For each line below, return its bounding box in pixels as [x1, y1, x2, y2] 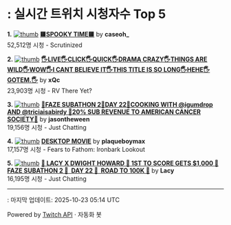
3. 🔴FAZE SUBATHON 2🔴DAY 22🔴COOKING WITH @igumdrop [7, 100, 213, 108]
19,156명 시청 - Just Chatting [7, 123, 87, 131]
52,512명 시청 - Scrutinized [7, 41, 82, 49]
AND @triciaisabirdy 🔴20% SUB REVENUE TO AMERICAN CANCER [7, 108, 201, 116]
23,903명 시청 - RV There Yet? [7, 86, 93, 95]
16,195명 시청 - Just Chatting [7, 174, 87, 183]
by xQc [39, 75, 60, 84]
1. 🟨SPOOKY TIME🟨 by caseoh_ [7, 30, 129, 38]
